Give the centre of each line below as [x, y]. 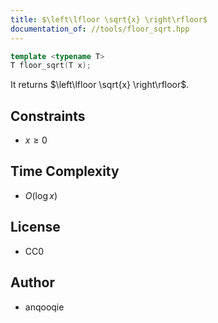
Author [32, 282]
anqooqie [44, 307]
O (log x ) [41, 195]
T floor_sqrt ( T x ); [51, 66]
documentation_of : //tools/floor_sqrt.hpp [100, 29]
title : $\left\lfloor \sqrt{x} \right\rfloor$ [109, 19]
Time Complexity [65, 171]
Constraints [48, 116]
